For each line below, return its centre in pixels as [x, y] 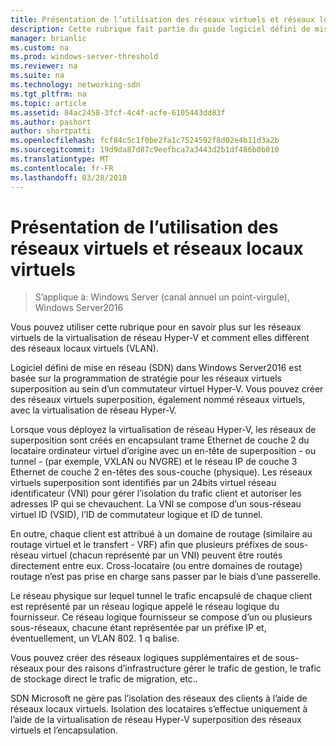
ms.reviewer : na [44, 66]
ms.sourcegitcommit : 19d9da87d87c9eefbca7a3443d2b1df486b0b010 [145, 150]
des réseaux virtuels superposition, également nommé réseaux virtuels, [158, 400]
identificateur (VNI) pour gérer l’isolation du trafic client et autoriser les [156, 493]
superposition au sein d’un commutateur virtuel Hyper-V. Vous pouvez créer [167, 389]
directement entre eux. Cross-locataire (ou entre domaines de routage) [156, 566]
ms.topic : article [48, 103]
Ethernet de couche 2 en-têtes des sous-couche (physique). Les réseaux [161, 472]
